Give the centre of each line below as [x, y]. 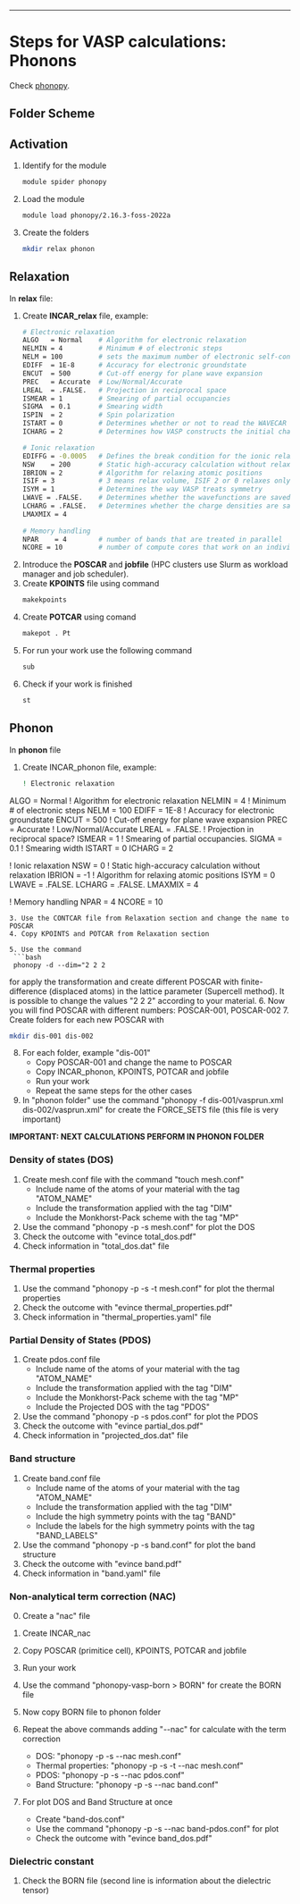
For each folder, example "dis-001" [86, 1053]
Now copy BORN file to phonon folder [92, 1712]
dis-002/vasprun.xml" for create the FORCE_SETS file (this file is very [150, 1110]
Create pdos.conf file [61, 1360]
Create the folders [55, 232]
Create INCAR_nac [56, 1633]
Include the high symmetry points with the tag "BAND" [136, 1516]
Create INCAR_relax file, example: [85, 316]
